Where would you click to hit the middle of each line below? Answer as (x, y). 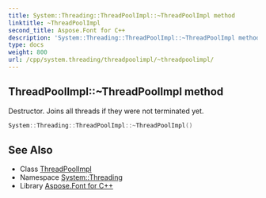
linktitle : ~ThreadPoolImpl (55, 23)
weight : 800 (28, 52)
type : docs (26, 45)
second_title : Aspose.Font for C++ (67, 30)
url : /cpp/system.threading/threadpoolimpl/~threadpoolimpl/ (111, 60)
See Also (30, 150)
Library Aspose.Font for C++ (66, 186)
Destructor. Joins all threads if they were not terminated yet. (106, 111)
